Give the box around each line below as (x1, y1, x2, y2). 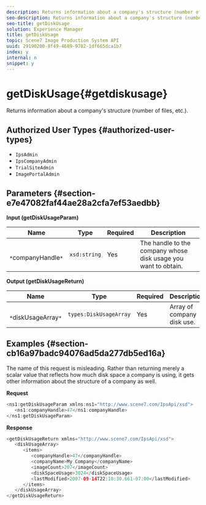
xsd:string (69, 251, 101, 258)
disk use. (169, 318, 196, 326)
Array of (169, 303, 193, 311)
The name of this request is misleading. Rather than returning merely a (6, 364, 185, 372)
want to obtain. (140, 262, 183, 271)
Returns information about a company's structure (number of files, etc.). (6, 107, 189, 114)
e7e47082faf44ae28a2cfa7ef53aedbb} (6, 198, 161, 208)
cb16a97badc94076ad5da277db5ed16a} (6, 348, 166, 359)
